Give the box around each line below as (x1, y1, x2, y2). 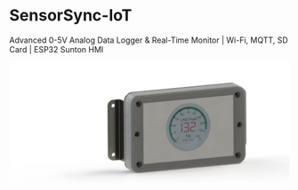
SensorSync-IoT (9, 5, 133, 26)
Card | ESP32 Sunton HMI (9, 44, 104, 54)
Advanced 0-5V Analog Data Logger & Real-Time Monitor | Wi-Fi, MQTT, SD (9, 35, 289, 45)
